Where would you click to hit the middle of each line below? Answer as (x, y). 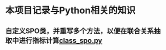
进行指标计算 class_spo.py (60, 41)
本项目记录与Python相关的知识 (70, 10)
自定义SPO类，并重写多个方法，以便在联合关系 (80, 31)
